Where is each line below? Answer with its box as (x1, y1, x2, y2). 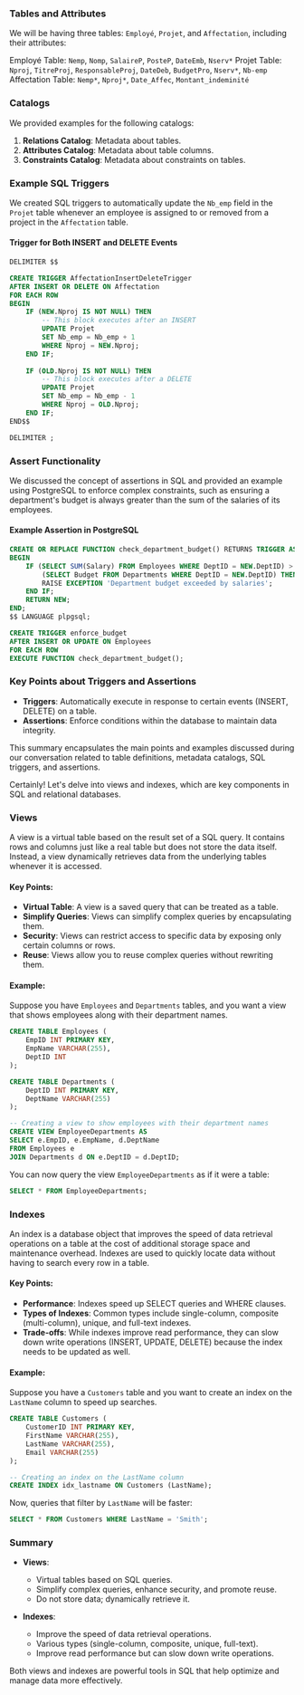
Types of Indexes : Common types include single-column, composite (22, 1307, 279, 1319)
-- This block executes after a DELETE (42, 375, 193, 384)
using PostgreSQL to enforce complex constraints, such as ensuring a (9, 484, 270, 495)
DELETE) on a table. (22, 705, 98, 716)
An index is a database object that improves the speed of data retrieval (9, 1228, 273, 1239)
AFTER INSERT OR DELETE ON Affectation (9, 282, 160, 292)
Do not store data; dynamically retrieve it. (35, 1594, 190, 1604)
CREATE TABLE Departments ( (9, 1077, 116, 1087)
